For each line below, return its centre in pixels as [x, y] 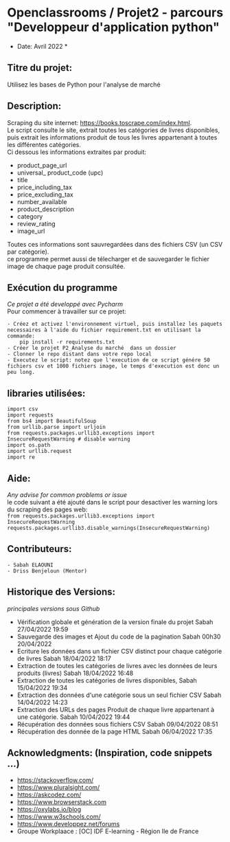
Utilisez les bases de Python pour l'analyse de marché [84, 85]
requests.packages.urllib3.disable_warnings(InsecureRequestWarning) [109, 528]
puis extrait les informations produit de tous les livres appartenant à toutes [112, 137]
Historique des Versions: [61, 592]
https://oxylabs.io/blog [49, 810]
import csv [23, 409]
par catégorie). [28, 252]
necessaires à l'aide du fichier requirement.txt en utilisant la [104, 330]
